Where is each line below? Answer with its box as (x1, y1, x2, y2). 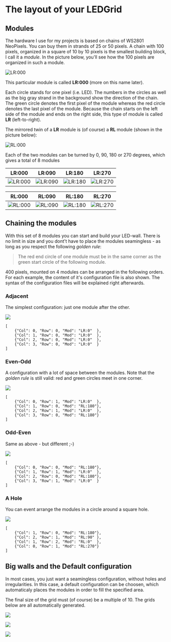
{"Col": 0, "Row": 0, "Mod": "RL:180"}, (14, 464, 102, 470)
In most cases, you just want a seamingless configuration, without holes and (5, 576, 166, 582)
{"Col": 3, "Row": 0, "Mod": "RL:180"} (14, 413, 100, 418)
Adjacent (5, 293, 29, 300)
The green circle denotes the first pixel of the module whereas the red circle (5, 100, 165, 106)
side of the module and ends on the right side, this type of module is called (5, 111, 163, 117)
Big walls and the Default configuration (5, 562, 132, 571)
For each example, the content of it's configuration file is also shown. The (5, 274, 160, 280)
